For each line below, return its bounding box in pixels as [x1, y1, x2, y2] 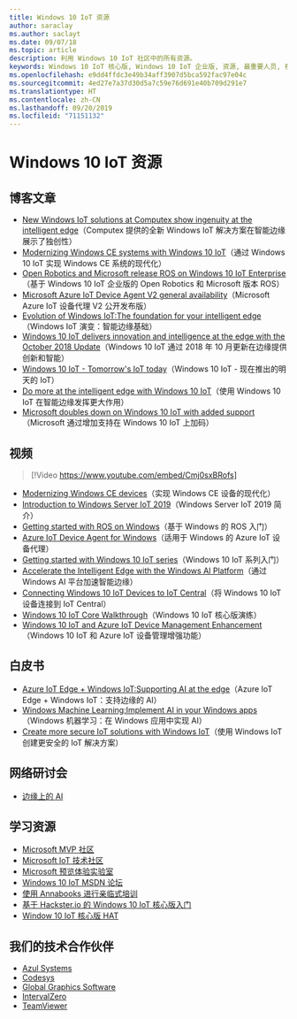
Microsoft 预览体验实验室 [21, 866, 114, 877]
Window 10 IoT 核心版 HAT [21, 910, 119, 921]
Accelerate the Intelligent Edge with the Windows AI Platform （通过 [21, 565, 268, 576]
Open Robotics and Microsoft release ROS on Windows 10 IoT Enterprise [21, 268, 286, 279]
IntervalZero [21, 992, 67, 1002]
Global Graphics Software [21, 982, 117, 992]
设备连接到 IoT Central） [21, 598, 111, 609]
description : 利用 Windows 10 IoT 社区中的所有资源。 [9, 54, 197, 63]
